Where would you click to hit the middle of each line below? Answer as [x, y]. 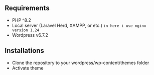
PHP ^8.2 [21, 20]
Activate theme [28, 68]
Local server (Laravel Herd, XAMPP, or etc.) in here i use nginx [79, 25]
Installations [25, 51]
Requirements [27, 8]
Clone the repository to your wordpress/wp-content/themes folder [81, 63]
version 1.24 [26, 30]
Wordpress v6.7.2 [30, 35]
